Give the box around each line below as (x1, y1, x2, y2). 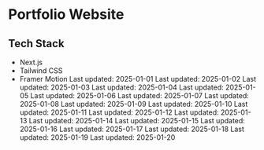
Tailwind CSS (19, 66, 63, 75)
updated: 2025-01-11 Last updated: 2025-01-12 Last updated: (19, 108, 219, 117)
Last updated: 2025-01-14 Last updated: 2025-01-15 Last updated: (28, 116, 246, 125)
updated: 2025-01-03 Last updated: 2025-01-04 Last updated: (19, 82, 224, 92)
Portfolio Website (8, 5, 125, 24)
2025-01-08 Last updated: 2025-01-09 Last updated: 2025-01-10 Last (19, 100, 248, 108)
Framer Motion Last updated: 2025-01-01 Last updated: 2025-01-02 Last (19, 75, 257, 83)
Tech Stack (8, 37, 65, 50)
